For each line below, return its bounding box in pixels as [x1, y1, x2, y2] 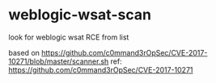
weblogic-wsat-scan [8, 6, 152, 24]
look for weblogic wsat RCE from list [8, 32, 129, 42]
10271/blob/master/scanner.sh [8, 56, 109, 66]
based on [8, 48, 40, 57]
